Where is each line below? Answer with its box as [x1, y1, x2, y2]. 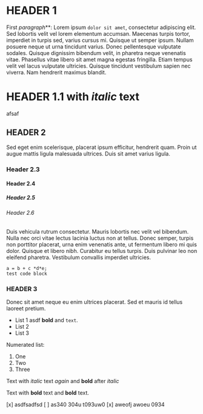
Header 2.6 [6, 209, 35, 217]
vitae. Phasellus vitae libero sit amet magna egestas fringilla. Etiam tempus [6, 56, 193, 63]
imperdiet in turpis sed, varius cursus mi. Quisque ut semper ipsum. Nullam [6, 36, 194, 44]
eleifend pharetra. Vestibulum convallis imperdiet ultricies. [6, 254, 151, 261]
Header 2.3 [6, 165, 41, 173]
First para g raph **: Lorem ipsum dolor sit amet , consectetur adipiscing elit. [6, 24, 196, 31]
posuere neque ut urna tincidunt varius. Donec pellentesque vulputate [6, 43, 181, 50]
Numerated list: [6, 341, 45, 349]
